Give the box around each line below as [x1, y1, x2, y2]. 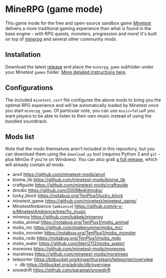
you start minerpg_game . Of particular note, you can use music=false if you [5, 107, 155, 113]
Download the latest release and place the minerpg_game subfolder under [5, 63, 154, 69]
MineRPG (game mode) [5, 3, 103, 15]
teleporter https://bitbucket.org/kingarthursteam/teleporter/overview [12, 256, 154, 262]
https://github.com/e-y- [74, 203, 124, 209]
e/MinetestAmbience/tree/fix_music [12, 208, 86, 214]
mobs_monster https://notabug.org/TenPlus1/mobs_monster [12, 230, 136, 236]
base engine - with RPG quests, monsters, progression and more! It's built [5, 30, 157, 36]
